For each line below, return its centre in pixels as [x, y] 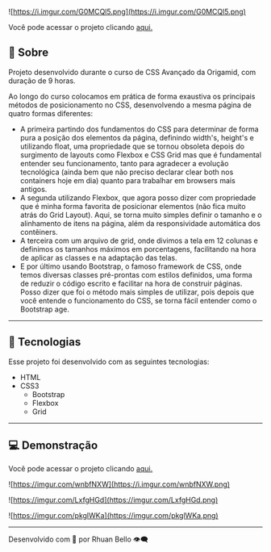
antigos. [33, 189]
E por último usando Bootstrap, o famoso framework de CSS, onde [131, 266]
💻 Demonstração [53, 446]
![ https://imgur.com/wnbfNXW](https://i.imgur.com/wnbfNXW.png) [119, 484]
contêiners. [39, 232]
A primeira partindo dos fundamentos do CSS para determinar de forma [140, 129]
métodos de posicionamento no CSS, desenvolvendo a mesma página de [130, 105]
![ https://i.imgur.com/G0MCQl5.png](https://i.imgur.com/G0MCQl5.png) [127, 12]
